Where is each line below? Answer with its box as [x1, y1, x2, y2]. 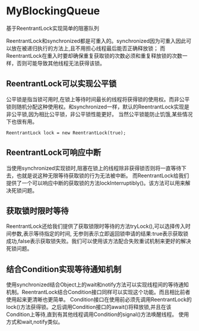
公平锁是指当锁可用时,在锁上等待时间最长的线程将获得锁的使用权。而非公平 [6, 95, 190, 102]
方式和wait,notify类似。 [6, 318, 64, 326]
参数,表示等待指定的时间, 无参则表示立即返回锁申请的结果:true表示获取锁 [11, 230, 189, 238]
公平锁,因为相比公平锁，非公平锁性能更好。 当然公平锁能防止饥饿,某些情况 [11, 110, 193, 117]
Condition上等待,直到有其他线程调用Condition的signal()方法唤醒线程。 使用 [6, 311, 189, 318]
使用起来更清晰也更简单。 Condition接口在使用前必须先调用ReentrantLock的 [6, 296, 192, 303]
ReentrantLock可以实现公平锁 [6, 79, 117, 89]
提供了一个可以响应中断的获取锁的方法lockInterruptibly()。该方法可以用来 [6, 179, 185, 186]
